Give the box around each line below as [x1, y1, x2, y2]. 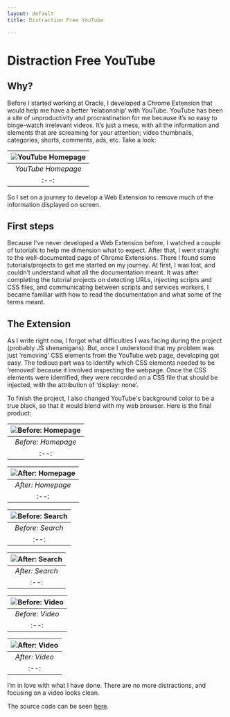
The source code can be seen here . [7, 702, 109, 711]
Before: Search [15, 523, 64, 533]
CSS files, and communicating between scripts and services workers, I [7, 283, 209, 292]
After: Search [15, 566, 58, 576]
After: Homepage [15, 480, 71, 490]
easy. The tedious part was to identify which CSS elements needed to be [7, 358, 215, 367]
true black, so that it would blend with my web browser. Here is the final [7, 402, 212, 410]
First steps [7, 220, 54, 232]
